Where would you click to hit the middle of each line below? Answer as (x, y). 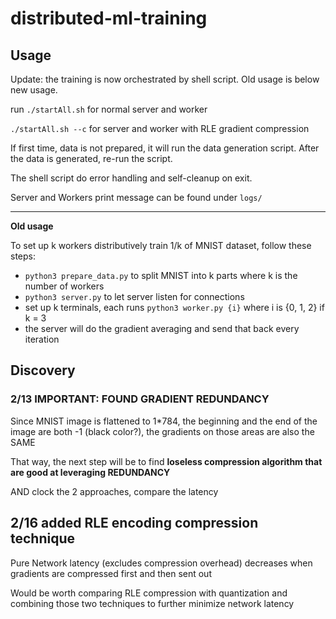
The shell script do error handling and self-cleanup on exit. (131, 178)
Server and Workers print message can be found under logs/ (136, 197)
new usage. (34, 90)
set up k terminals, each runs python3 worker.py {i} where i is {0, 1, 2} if (174, 307)
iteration (42, 339)
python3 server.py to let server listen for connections (134, 296)
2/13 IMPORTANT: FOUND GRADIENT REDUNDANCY (140, 399)
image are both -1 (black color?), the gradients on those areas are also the (162, 431)
